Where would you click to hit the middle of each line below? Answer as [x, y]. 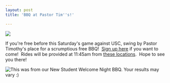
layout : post [19, 10]
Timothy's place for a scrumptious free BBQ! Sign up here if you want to [82, 48]
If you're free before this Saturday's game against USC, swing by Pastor [81, 43]
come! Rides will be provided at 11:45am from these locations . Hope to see [85, 54]
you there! [16, 60]
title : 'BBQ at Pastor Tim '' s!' [40, 15]
